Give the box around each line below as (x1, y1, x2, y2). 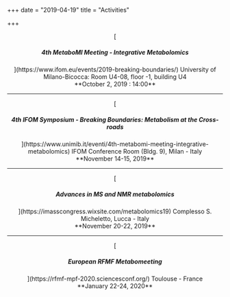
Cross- (198, 115, 219, 123)
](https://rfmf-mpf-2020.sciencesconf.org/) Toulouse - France (27, 274, 203, 283)
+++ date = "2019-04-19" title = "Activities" (7, 6, 130, 14)
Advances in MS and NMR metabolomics (55, 190, 175, 198)
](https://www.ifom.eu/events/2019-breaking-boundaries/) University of (13, 65, 217, 73)
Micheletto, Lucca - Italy (81, 214, 149, 222)
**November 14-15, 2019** (75, 154, 155, 163)
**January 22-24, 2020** (77, 281, 153, 290)
